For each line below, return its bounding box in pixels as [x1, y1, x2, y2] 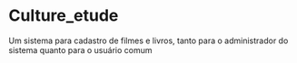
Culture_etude [8, 5, 119, 26]
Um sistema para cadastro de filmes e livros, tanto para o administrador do [8, 35, 289, 46]
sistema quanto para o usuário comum [8, 44, 153, 55]
